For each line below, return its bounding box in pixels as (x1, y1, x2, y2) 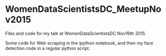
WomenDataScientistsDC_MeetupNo (5, 3, 162, 15)
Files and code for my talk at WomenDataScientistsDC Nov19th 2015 (5, 30, 146, 36)
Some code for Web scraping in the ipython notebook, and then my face (5, 40, 154, 46)
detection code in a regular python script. (5, 45, 91, 51)
